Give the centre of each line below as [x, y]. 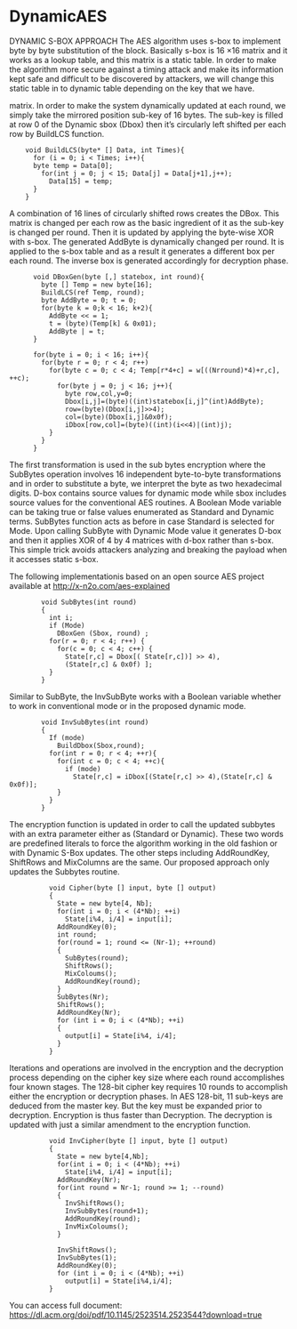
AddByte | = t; [76, 331]
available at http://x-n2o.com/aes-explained [90, 585]
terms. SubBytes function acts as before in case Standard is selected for [142, 521]
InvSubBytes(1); [87, 1257]
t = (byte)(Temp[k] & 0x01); [103, 323]
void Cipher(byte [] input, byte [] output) [132, 888]
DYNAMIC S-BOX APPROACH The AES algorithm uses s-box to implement [145, 41]
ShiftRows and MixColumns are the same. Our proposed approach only [139, 862]
